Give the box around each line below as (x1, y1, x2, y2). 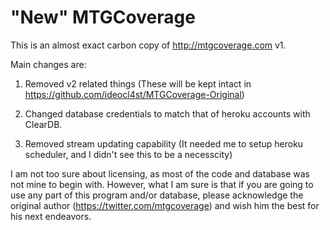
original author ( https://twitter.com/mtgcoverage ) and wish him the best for (10, 199, 320, 211)
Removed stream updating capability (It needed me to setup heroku (24, 137, 304, 150)
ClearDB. (24, 118, 63, 130)
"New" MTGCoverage (10, 6, 196, 29)
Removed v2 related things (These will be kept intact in (24, 77, 252, 90)
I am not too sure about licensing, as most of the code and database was (10, 167, 311, 180)
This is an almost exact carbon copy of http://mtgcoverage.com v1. (10, 39, 287, 51)
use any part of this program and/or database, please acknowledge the (10, 189, 304, 201)
